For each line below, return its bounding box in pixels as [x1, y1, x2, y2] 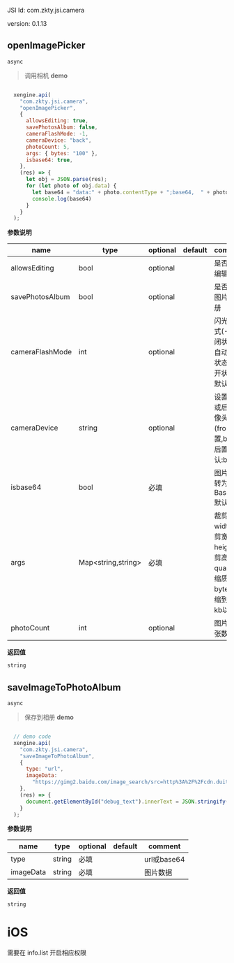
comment [148, 841, 181, 851]
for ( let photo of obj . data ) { [25, 182, 117, 189]
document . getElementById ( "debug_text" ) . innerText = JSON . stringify [25, 798, 226, 805]
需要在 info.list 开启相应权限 [7, 948, 87, 957]
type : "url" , [25, 765, 64, 773]
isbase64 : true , [25, 157, 73, 164]
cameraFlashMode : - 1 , [25, 131, 89, 138]
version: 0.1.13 [7, 20, 47, 27]
